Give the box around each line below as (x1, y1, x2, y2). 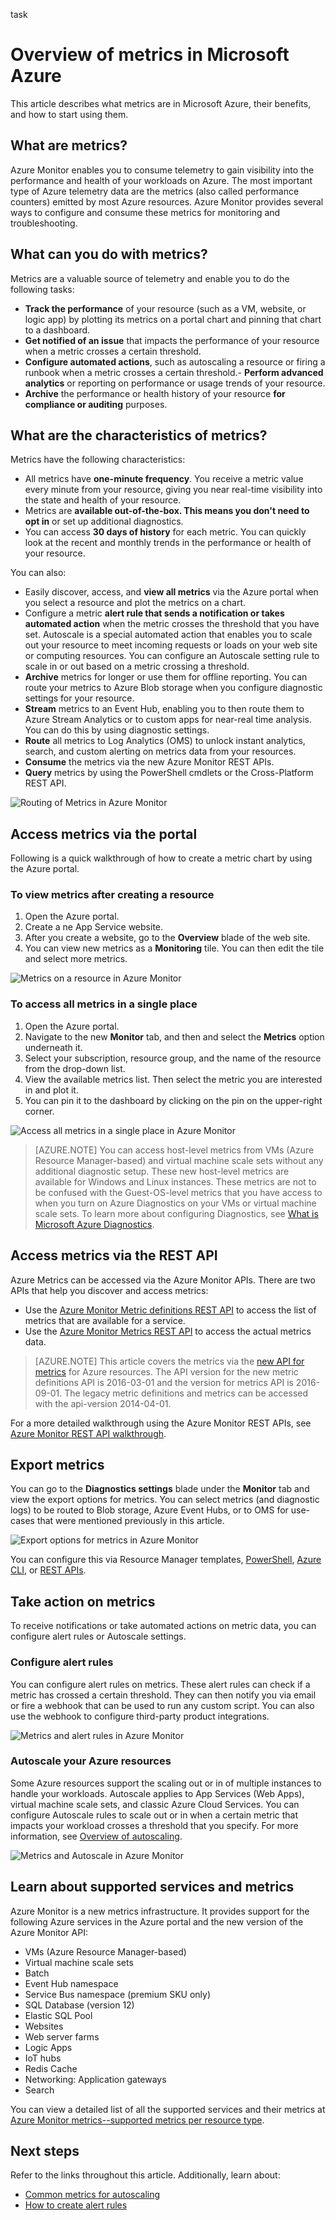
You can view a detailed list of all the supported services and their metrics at (10, 2103, 326, 2115)
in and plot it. (24, 1084, 79, 1096)
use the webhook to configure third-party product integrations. (10, 1710, 270, 1722)
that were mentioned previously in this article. (36, 1515, 225, 1527)
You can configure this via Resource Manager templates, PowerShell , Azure (10, 1554, 322, 1566)
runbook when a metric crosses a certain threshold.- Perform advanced (24, 366, 324, 378)
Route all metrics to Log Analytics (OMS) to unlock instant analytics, (24, 735, 306, 747)
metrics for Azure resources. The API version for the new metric (34, 1365, 299, 1378)
